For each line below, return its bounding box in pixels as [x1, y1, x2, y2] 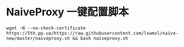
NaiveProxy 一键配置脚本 [6, 5, 129, 19]
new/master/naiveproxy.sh [6, 35, 70, 41]
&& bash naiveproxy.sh [72, 35, 128, 41]
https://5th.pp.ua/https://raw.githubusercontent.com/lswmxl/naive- [6, 30, 179, 36]
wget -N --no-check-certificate [6, 25, 86, 31]
